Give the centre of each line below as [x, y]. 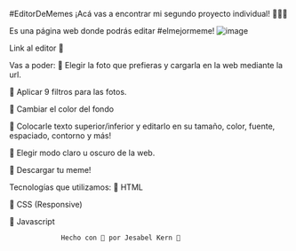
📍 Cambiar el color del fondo [61, 109]
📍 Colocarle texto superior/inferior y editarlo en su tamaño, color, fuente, [142, 126]
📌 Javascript [32, 221]
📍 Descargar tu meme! [50, 170]
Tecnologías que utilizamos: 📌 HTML [76, 187]
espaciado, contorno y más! [60, 136]
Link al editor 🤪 [36, 48]
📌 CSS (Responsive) [46, 204]
